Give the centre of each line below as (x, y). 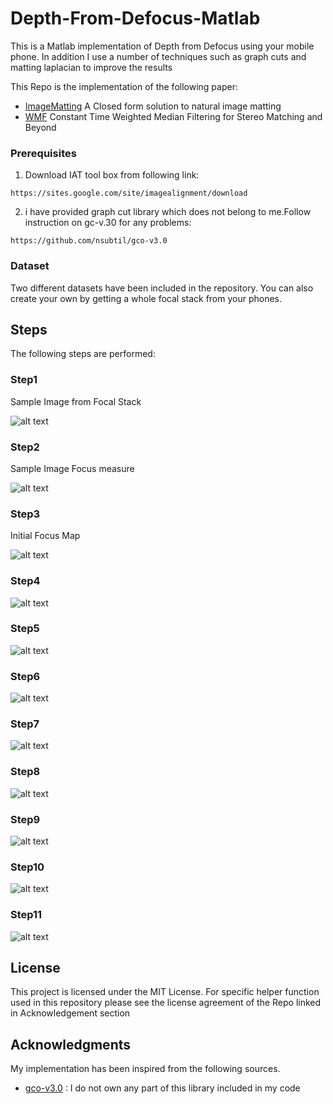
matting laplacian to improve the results (91, 67)
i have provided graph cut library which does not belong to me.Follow (168, 212)
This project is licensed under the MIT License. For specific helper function (165, 992)
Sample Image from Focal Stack (76, 401)
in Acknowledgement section (70, 1013)
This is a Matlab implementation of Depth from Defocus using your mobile (162, 46)
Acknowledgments (71, 1044)
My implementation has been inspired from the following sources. (145, 1069)
